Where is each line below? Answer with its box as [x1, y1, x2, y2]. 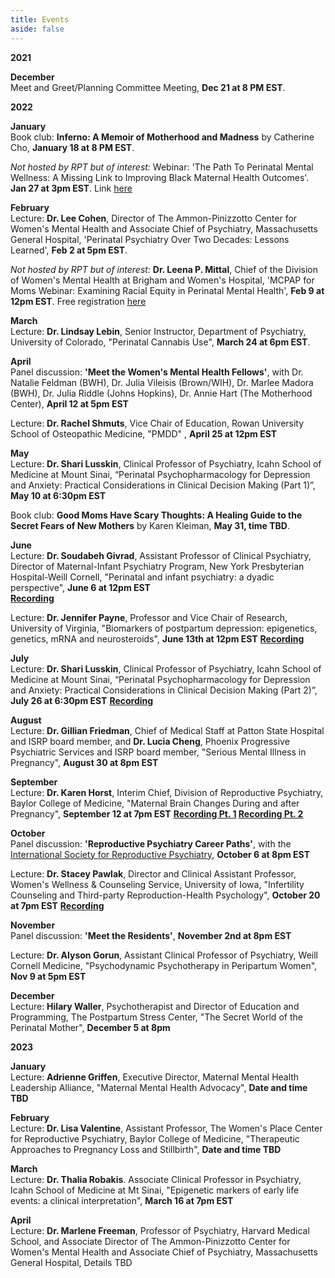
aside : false [10, 24, 65, 34]
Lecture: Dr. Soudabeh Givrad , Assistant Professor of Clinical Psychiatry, [10, 549, 312, 561]
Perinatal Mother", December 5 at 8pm [10, 1021, 171, 1033]
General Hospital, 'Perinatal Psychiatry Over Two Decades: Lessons [10, 233, 290, 245]
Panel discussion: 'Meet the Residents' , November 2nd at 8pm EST [10, 929, 292, 941]
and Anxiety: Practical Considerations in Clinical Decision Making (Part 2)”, [10, 684, 318, 696]
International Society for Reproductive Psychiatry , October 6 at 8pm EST [10, 848, 310, 860]
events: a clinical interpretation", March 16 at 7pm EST [10, 1194, 234, 1206]
